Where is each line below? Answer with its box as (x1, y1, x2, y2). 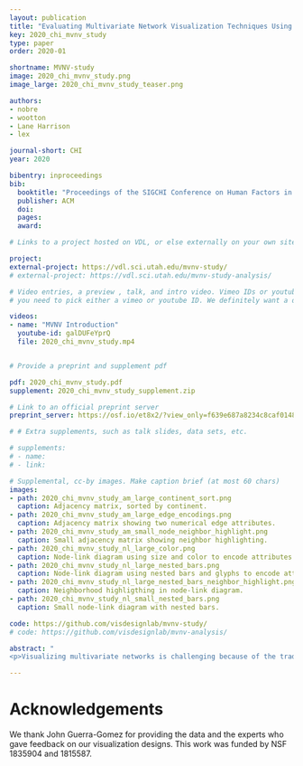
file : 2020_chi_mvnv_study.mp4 (17, 337, 135, 346)
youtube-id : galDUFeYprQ (17, 329, 111, 338)
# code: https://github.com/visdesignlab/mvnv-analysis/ (9, 628, 228, 637)
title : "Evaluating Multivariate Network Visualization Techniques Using (9, 22, 293, 31)
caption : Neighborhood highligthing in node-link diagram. (17, 586, 244, 595)
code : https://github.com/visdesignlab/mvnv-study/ (9, 619, 207, 629)
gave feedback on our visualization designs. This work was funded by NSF (9, 739, 288, 750)
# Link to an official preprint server (9, 402, 160, 411)
